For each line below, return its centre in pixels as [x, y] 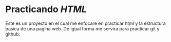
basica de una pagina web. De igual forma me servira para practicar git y [82, 28]
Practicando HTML [46, 9]
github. [13, 34]
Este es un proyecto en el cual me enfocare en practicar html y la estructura [85, 23]
